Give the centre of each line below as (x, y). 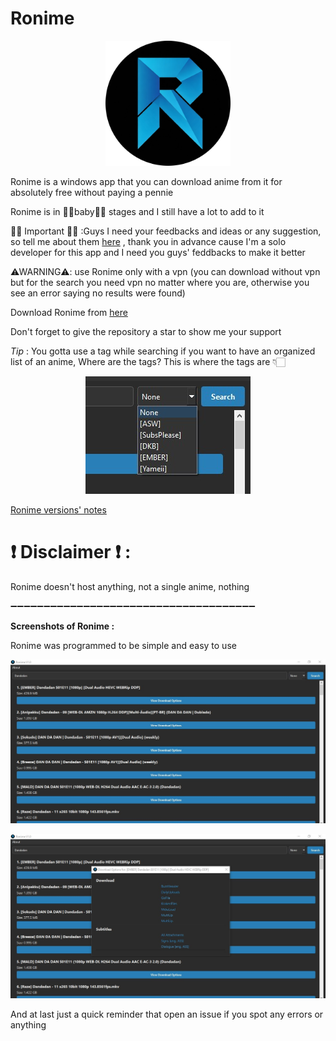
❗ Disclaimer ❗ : (71, 552)
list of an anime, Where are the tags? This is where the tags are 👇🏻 (148, 361)
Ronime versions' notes (58, 509)
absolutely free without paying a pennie (92, 192)
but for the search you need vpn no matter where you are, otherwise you (160, 282)
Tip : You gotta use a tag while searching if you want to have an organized (163, 351)
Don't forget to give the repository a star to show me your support (146, 331)
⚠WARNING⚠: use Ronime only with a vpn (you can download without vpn (165, 271)
